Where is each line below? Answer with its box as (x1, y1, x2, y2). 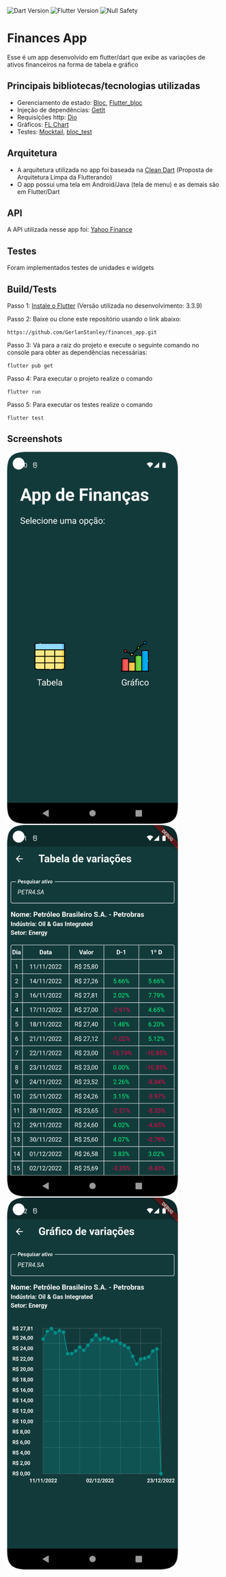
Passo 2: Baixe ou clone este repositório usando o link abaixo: (7, 315, 182, 323)
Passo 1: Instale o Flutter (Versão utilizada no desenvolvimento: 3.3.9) (7, 302, 203, 310)
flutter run (7, 389, 41, 395)
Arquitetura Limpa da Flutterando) (16, 173, 113, 181)
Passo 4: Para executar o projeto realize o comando (7, 374, 153, 382)
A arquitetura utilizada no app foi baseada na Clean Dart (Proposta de (16, 165, 213, 174)
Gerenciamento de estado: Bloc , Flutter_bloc (16, 98, 143, 106)
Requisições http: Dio (16, 113, 77, 121)
